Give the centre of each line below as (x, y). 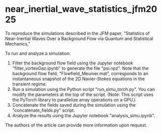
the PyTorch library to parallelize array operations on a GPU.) (74, 99)
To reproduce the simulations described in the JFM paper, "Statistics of (78, 33)
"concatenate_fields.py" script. (44, 110)
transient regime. (30, 84)
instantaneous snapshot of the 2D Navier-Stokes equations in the (79, 79)
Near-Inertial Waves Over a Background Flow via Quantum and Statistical (79, 39)
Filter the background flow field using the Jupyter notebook (73, 63)
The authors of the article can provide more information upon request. (76, 125)
